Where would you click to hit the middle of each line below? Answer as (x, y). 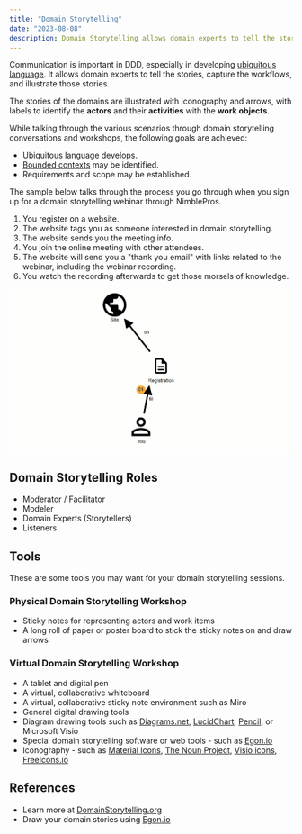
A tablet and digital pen (65, 683)
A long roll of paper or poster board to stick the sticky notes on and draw (157, 630)
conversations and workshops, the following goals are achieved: (129, 138)
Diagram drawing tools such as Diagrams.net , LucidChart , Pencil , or (148, 721)
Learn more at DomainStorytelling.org (92, 810)
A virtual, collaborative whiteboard (86, 693)
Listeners (40, 528)
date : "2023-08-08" (46, 28)
